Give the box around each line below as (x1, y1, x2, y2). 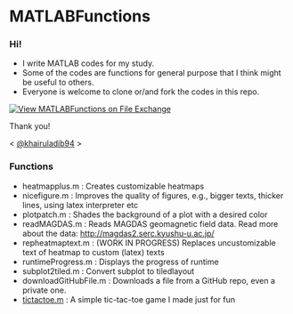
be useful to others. (21, 77, 94, 88)
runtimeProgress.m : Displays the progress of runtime (21, 256, 220, 267)
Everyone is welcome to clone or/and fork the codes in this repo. (21, 86, 260, 97)
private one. (21, 285, 67, 295)
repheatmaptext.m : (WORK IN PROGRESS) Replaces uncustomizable (21, 238, 276, 248)
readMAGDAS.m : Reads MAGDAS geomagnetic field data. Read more (21, 218, 279, 229)
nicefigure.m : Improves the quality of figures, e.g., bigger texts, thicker (21, 189, 284, 201)
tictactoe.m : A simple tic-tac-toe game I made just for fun (21, 294, 236, 304)
